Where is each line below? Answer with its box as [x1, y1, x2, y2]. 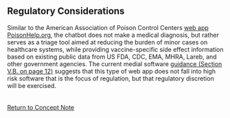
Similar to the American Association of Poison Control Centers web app [7, 23, 209, 31]
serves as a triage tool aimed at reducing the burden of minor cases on [7, 38, 208, 46]
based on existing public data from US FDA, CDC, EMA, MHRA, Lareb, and [7, 53, 218, 61]
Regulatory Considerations [7, 5, 125, 17]
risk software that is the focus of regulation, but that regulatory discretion [7, 74, 214, 83]
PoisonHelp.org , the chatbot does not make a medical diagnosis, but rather [7, 31, 220, 39]
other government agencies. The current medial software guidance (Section [7, 59, 222, 68]
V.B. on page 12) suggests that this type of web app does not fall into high [7, 67, 216, 75]
